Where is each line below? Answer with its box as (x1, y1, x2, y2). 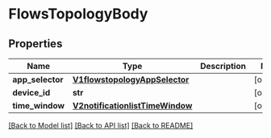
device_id (12, 87, 51, 98)
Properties (8, 37, 63, 51)
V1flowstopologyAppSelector (72, 74, 190, 85)
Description (200, 61, 246, 71)
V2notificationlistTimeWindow (72, 100, 193, 111)
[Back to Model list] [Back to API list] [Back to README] (8, 121, 194, 130)
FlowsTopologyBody (8, 5, 148, 23)
